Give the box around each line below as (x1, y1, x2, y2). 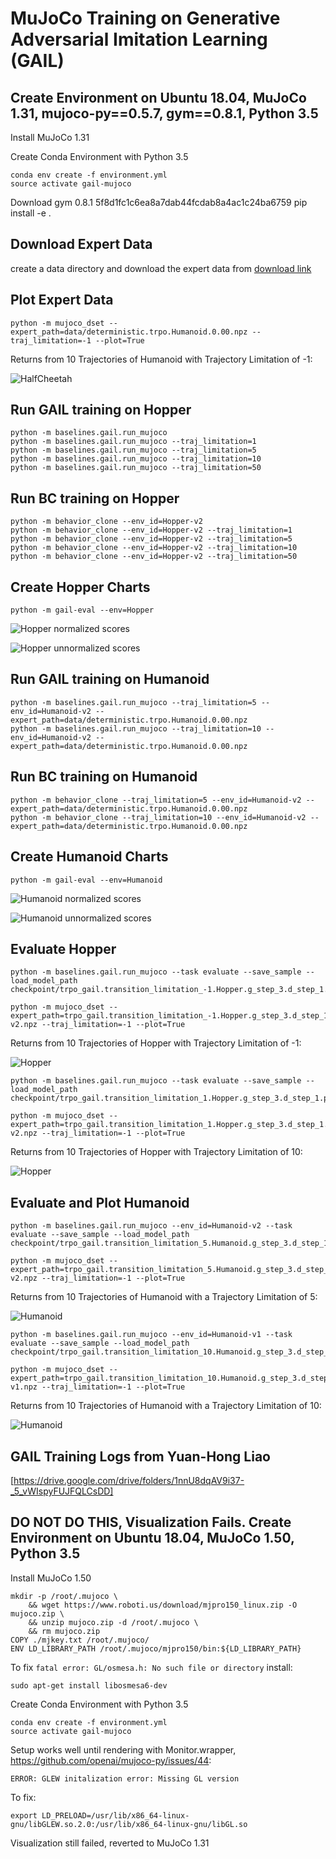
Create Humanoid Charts (10, 848, 169, 866)
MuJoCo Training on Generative (10, 7, 281, 30)
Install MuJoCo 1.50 (10, 1572, 92, 1584)
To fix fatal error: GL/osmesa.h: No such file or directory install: (10, 1661, 293, 1673)
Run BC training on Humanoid (10, 768, 198, 786)
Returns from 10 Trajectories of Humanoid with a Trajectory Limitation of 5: (10, 1291, 318, 1303)
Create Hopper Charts (10, 578, 151, 596)
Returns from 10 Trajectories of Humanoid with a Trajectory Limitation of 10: (10, 1400, 322, 1412)
